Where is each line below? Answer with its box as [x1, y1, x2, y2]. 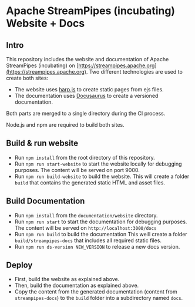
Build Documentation [6, 196, 85, 206]
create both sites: [6, 75, 49, 81]
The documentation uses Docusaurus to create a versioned [14, 93, 159, 99]
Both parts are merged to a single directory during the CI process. [6, 110, 166, 117]
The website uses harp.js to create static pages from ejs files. [14, 86, 164, 93]
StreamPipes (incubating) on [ [6, 62, 79, 69]
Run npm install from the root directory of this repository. [14, 154, 156, 161]
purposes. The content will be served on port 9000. [14, 166, 140, 173]
